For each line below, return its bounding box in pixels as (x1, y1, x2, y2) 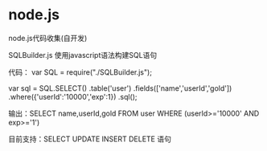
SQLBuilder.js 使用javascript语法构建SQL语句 (8, 50, 158, 59)
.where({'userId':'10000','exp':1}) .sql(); (8, 92, 138, 101)
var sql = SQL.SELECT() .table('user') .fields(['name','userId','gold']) (8, 83, 232, 93)
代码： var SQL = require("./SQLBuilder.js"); (8, 67, 153, 77)
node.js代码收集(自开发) (8, 33, 88, 43)
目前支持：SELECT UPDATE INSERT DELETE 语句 (8, 134, 171, 144)
